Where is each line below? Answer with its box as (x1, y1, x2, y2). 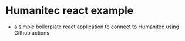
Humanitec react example (5, 4, 134, 17)
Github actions (14, 29, 50, 36)
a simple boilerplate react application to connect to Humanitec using (14, 23, 180, 30)
